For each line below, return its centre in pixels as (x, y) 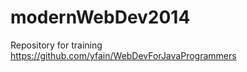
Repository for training (56, 45)
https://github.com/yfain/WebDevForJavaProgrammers (123, 55)
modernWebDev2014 (100, 17)
